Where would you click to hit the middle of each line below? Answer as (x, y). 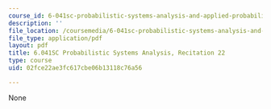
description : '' (35, 23)
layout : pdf (28, 46)
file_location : (34, 30)
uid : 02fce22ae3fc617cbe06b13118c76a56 (75, 68)
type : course (30, 61)
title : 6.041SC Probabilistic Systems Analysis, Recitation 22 (117, 53)
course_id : (27, 16)
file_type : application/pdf (56, 38)
